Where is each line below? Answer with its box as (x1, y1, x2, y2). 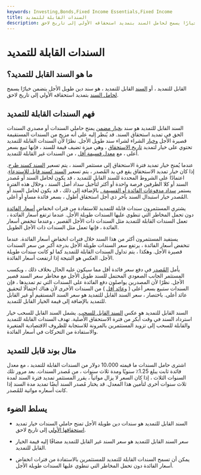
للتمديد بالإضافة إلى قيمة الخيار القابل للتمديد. (7, 298, 107, 305)
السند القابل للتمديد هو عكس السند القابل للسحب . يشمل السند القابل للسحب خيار (7, 309, 188, 316)
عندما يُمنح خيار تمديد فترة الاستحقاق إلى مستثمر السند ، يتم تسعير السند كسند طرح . (7, 162, 193, 169)
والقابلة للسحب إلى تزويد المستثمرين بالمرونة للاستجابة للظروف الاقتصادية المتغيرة (7, 322, 190, 329)
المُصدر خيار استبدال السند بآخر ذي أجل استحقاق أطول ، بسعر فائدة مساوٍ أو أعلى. (7, 193, 188, 201)
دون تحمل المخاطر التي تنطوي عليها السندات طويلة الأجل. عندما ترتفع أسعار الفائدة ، (7, 211, 194, 218)
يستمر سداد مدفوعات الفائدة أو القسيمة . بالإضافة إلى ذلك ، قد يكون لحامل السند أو (7, 187, 191, 194)
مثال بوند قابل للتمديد (7, 346, 76, 356)
